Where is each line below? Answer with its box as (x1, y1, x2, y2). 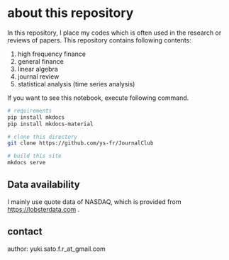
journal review (17, 72, 60, 81)
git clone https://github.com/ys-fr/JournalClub (7, 140, 154, 147)
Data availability (7, 179, 80, 191)
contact (7, 225, 43, 238)
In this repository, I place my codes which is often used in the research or (7, 28, 222, 37)
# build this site (7, 152, 62, 160)
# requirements (7, 107, 52, 114)
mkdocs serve (7, 159, 46, 166)
